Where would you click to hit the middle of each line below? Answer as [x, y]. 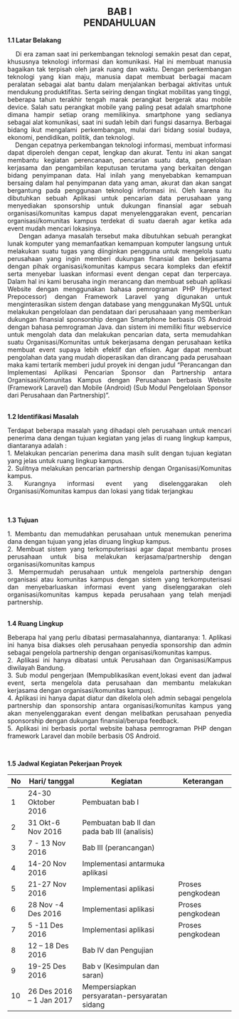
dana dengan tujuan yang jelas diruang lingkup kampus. [89, 541]
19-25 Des [47, 966]
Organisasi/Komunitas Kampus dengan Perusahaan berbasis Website [119, 380]
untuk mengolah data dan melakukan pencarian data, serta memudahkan [119, 334]
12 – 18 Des [48, 946]
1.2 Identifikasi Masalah [43, 416]
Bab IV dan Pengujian [118, 950]
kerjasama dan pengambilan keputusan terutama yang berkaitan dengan [119, 168]
